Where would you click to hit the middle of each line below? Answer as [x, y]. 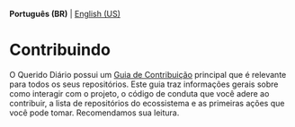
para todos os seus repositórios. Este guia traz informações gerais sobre [144, 84]
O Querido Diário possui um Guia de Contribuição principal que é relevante [148, 74]
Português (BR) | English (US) [65, 14]
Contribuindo [60, 50]
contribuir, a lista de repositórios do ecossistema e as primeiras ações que [147, 103]
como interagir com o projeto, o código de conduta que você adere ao [139, 93]
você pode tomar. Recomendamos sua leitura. [94, 113]
